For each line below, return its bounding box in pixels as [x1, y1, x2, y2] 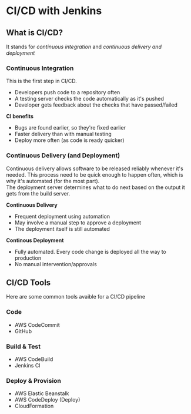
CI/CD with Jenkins [6, 4, 102, 18]
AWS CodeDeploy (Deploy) [14, 396, 81, 403]
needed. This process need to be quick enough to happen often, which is [6, 171, 183, 178]
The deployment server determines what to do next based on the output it [6, 184, 185, 191]
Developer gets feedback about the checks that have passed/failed [14, 101, 178, 108]
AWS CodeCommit [14, 321, 60, 328]
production [14, 254, 42, 261]
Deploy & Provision [6, 376, 62, 385]
